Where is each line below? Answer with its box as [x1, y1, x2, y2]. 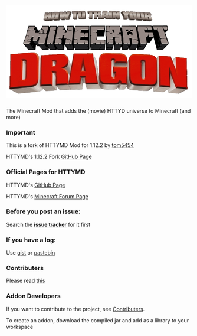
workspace [6, 323, 34, 330]
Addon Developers [6, 292, 61, 300]
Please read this [6, 277, 45, 285]
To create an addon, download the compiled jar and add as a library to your [6, 317, 189, 324]
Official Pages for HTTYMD [6, 168, 86, 176]
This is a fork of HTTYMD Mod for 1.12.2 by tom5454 [6, 142, 134, 149]
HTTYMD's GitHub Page [6, 181, 65, 188]
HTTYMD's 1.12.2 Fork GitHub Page [6, 153, 93, 161]
